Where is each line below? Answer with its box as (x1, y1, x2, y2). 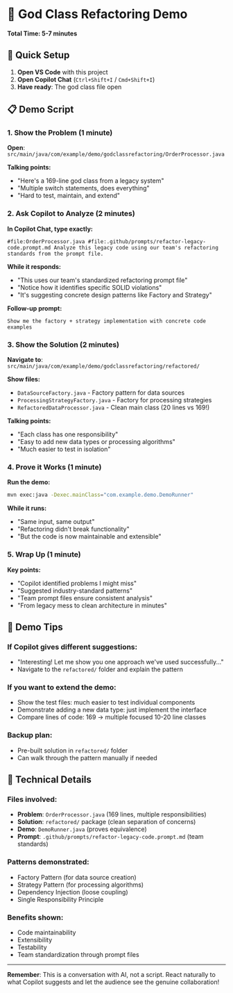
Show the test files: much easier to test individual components (17, 698, 196, 707)
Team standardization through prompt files (17, 951, 140, 959)
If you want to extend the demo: (7, 682, 116, 692)
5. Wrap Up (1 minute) (7, 550, 81, 559)
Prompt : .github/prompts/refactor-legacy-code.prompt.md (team (17, 832, 204, 841)
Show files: (7, 375, 40, 384)
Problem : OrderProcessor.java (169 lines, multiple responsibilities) (17, 810, 207, 819)
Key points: (7, 566, 41, 574)
